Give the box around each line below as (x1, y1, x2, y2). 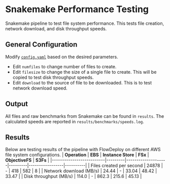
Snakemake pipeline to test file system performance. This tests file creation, (5, 20, 164, 26)
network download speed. (12, 85, 67, 91)
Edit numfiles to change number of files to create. (12, 63, 117, 69)
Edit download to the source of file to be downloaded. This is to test (12, 79, 152, 85)
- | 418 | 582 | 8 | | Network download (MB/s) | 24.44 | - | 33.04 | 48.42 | (5, 168, 157, 174)
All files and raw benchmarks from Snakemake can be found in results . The (5, 113, 164, 119)
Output (5, 100, 28, 108)
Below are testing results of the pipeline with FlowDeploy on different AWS (5, 147, 161, 153)
